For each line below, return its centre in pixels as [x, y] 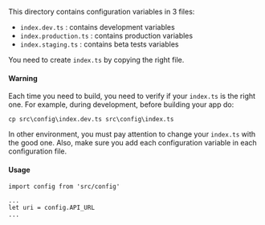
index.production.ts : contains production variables [106, 36]
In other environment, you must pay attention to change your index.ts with [132, 134]
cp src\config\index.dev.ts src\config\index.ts [91, 120]
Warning [23, 78]
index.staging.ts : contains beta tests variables [99, 44]
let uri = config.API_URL [51, 208]
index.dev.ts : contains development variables [97, 27]
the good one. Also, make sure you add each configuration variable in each [132, 143]
